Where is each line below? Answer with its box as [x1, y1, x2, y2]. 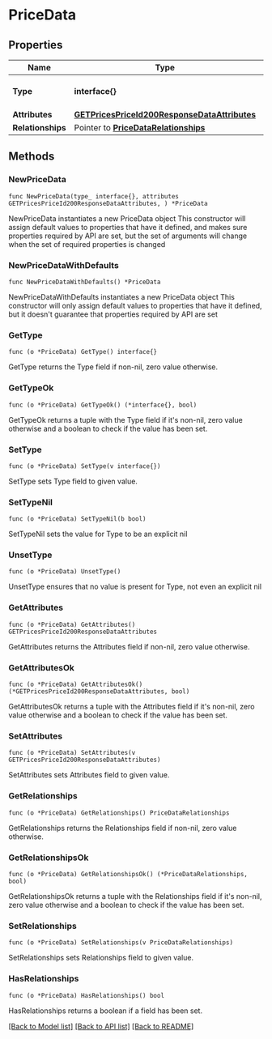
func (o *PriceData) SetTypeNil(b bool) [8, 515, 147, 523]
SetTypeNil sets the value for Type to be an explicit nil [8, 529, 188, 539]
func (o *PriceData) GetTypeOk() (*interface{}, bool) [8, 401, 198, 409]
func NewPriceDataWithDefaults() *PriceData [8, 278, 161, 286]
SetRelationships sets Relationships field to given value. [8, 953, 194, 963]
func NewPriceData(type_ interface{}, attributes [8, 192, 180, 200]
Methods [8, 150, 55, 164]
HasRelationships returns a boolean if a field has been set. [8, 1006, 203, 1016]
